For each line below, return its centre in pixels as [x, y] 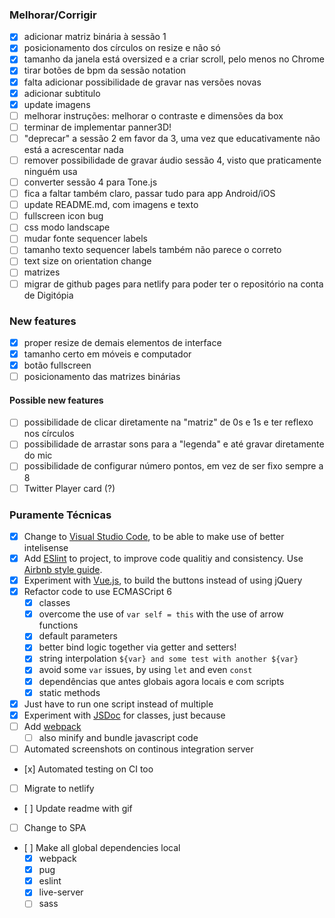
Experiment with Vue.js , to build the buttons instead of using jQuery [163, 580]
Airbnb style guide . [63, 570]
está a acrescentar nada [73, 149]
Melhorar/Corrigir [53, 15]
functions [58, 625]
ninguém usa [50, 171]
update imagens [57, 104]
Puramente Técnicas [60, 515]
